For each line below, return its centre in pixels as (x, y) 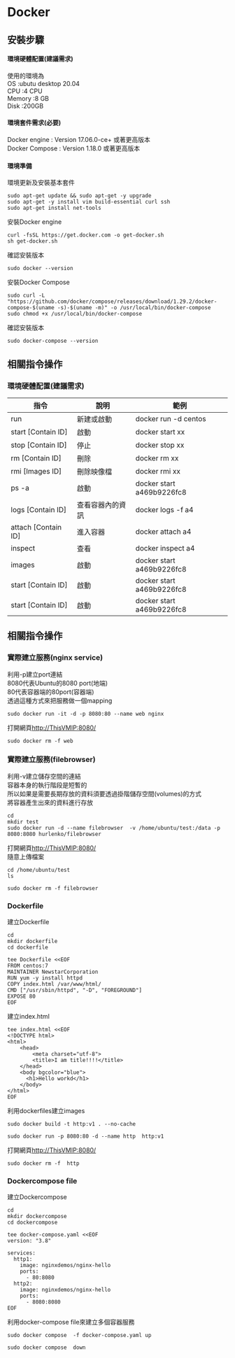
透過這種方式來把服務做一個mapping (60, 700)
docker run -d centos (171, 418)
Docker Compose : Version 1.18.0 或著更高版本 (74, 148)
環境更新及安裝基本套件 (41, 183)
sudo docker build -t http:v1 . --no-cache (72, 1124)
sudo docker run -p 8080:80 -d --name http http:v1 (86, 1137)
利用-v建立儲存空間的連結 (44, 776)
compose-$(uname (31, 308)
